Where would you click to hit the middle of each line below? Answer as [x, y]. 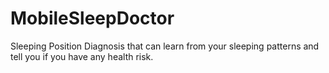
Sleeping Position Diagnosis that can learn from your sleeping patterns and [165, 46]
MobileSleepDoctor [92, 18]
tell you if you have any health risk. [82, 56]
